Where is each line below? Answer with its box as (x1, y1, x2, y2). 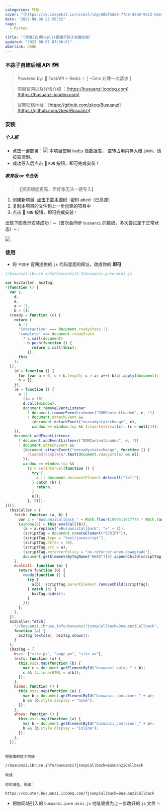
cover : (5, 12, 19, 17)
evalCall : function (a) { (14, 563, 68, 568)
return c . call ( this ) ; (31, 345, 77, 350)
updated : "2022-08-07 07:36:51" (5, 39, 72, 45)
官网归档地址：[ (17, 102, 50, 108)
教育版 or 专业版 (5, 173, 38, 179)
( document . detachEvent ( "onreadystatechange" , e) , (31, 420, 137, 425)
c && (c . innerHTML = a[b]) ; (23, 670, 81, 675)
